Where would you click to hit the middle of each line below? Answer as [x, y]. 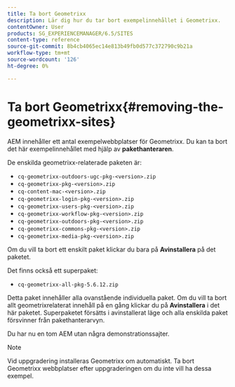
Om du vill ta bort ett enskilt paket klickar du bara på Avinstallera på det [112, 249]
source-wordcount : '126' [43, 60]
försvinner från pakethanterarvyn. [56, 320]
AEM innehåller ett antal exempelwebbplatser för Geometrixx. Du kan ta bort [117, 141]
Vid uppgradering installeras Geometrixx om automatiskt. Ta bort [101, 361]
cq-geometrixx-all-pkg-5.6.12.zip [68, 284]
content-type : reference [43, 40]
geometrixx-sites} [61, 122]
